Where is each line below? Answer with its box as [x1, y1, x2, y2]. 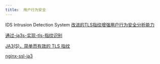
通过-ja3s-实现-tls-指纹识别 [5, 32, 63, 38]
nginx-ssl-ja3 [5, 53, 33, 59]
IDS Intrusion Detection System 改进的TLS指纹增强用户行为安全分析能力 [5, 21, 155, 27]
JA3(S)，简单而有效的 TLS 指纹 [5, 43, 71, 49]
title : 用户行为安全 [5, 7, 46, 12]
